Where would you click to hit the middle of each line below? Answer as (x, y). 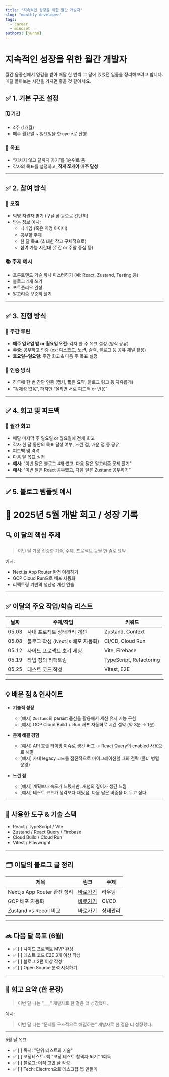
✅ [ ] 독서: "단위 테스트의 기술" (43, 1050)
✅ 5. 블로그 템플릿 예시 (38, 491)
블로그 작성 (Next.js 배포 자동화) (63, 641)
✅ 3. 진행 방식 (26, 316)
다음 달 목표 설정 (29, 457)
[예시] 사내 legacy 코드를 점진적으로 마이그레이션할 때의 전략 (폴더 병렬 (90, 758)
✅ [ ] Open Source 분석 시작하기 (45, 968)
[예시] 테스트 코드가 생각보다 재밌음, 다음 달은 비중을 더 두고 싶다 (83, 792)
